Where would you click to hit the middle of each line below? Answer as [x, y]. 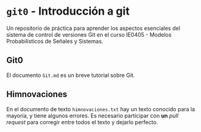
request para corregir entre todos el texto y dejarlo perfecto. [82, 122]
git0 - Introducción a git [68, 11]
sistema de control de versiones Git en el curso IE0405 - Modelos [89, 34]
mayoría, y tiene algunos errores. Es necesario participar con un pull [93, 116]
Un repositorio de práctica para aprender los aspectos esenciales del [93, 28]
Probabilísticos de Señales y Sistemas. [55, 41]
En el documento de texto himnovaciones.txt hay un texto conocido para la [101, 109]
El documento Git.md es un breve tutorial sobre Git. [71, 75]
